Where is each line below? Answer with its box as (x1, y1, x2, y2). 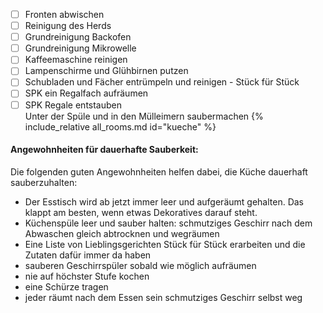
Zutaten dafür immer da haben (24, 249, 152, 261)
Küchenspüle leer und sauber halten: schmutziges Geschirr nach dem (24, 217, 313, 229)
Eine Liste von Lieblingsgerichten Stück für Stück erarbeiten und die (24, 238, 306, 250)
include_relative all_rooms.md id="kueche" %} (24, 120, 217, 133)
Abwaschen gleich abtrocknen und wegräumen (24, 227, 220, 239)
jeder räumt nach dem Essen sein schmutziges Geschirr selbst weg (24, 291, 303, 303)
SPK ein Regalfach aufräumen (24, 87, 149, 99)
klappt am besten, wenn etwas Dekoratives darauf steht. (24, 206, 258, 218)
